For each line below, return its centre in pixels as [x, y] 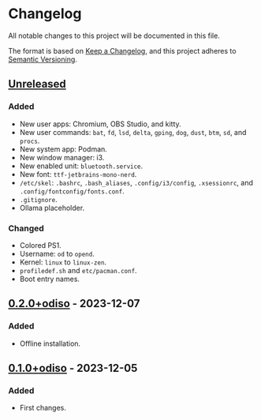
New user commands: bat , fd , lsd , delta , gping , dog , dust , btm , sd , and [133, 132]
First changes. [43, 408]
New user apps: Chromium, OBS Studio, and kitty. [100, 124]
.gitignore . [38, 199]
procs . [30, 141]
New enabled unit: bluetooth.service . [81, 166]
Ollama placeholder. [52, 208]
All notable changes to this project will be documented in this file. [114, 36]
